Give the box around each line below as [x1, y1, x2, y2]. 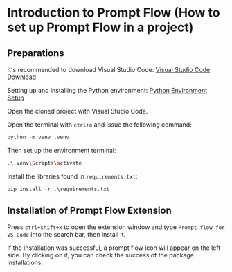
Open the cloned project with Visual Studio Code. [7, 107, 148, 115]
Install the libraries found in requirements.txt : [7, 172, 138, 181]
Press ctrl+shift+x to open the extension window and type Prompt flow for [7, 223, 225, 231]
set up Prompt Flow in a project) [7, 19, 194, 35]
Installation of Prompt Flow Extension [7, 205, 172, 217]
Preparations [7, 47, 64, 59]
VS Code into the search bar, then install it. [7, 230, 126, 239]
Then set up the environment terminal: [7, 146, 116, 154]
